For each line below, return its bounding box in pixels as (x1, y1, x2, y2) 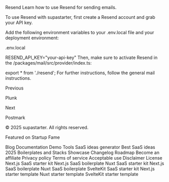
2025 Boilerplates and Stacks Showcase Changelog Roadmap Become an (5, 149, 160, 156)
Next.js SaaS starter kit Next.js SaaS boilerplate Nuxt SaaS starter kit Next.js (5, 160, 164, 166)
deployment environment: (5, 35, 59, 41)
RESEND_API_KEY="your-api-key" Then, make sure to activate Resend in (5, 54, 158, 60)
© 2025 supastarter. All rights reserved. (5, 125, 89, 130)
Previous (5, 85, 24, 91)
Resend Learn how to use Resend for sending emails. (5, 5, 117, 10)
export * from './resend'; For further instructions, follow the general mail (5, 70, 155, 76)
